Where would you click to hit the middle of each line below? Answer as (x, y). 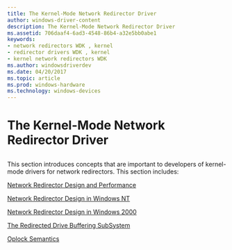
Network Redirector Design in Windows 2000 (72, 212)
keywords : (22, 40)
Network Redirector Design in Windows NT (69, 198)
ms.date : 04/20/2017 (37, 72)
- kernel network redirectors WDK (57, 59)
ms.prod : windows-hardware (46, 85)
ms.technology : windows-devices (54, 91)
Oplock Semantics (33, 239)
